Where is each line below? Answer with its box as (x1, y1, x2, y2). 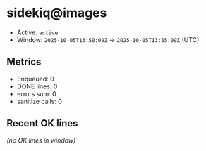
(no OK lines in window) (6, 136, 76, 145)
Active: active (16, 28, 59, 37)
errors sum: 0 (16, 89, 57, 98)
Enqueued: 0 (16, 74, 54, 83)
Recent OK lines (6, 117, 78, 129)
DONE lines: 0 (16, 82, 58, 91)
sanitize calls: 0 (16, 97, 63, 105)
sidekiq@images (6, 5, 107, 21)
